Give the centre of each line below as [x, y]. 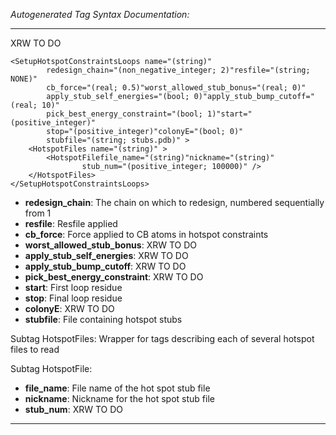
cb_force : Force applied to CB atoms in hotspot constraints [146, 234]
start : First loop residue [73, 287]
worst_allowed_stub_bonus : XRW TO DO [111, 245]
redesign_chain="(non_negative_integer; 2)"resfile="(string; [178, 70]
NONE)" [24, 79]
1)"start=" [229, 114]
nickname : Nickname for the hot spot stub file [119, 398]
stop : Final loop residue [73, 298]
